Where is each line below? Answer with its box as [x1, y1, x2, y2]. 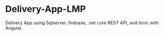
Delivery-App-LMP [5, 3, 86, 15]
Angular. [5, 25, 23, 31]
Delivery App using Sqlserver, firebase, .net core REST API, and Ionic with [5, 20, 159, 26]
